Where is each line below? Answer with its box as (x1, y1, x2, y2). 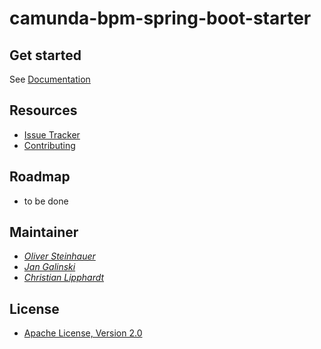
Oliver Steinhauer (23, 250, 96, 262)
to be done (23, 195, 69, 207)
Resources (9, 102, 78, 119)
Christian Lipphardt (23, 272, 105, 284)
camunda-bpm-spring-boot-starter (9, 7, 312, 30)
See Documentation (9, 73, 91, 85)
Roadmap (9, 168, 71, 186)
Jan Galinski (23, 261, 76, 273)
